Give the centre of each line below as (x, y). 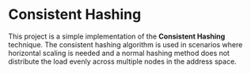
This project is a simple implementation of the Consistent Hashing (117, 36)
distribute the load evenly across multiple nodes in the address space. (123, 61)
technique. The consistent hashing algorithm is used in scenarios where (125, 44)
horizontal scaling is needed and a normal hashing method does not (119, 53)
